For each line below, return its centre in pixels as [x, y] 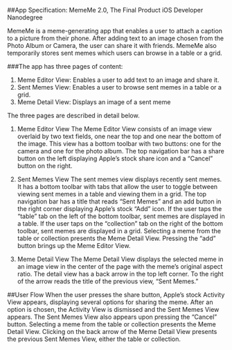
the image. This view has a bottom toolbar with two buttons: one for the [119, 144]
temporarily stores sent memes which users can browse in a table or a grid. [115, 53]
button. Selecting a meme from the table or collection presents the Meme [111, 324]
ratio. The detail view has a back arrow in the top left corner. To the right [120, 274]
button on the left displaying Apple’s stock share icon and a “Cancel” [115, 158]
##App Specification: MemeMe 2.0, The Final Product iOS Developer [105, 10]
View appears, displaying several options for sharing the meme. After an [110, 302]
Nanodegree [25, 17]
